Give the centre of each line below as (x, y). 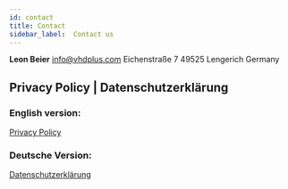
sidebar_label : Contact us (62, 34)
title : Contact (38, 26)
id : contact (31, 17)
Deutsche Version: (51, 155)
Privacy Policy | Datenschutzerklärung (119, 87)
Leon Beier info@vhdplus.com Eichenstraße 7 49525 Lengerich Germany (144, 60)
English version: (45, 112)
